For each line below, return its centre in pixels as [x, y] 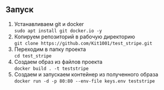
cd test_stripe [33, 56]
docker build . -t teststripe [52, 68]
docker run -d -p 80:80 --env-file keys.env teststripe [84, 81]
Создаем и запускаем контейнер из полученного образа [86, 74]
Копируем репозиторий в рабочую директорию [75, 36]
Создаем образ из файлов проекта [58, 62]
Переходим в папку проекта [50, 49]
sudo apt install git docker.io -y [58, 31]
